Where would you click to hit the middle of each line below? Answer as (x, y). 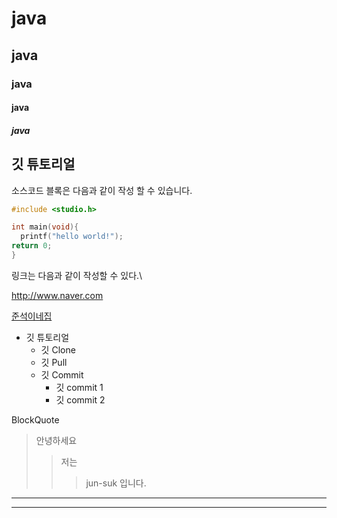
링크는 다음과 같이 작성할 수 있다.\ (77, 275)
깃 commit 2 (80, 399)
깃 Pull (54, 362)
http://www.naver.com (57, 295)
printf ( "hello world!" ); (72, 237)
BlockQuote (35, 419)
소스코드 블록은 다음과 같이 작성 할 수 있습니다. (102, 190)
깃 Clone (58, 349)
